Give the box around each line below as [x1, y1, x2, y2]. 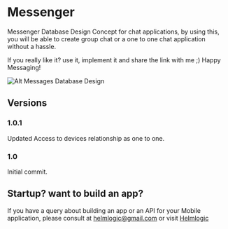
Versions [7, 97, 48, 109]
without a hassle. [7, 42, 57, 50]
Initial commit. [7, 167, 48, 176]
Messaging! [7, 63, 41, 71]
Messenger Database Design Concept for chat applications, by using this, [7, 27, 220, 36]
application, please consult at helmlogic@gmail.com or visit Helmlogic [7, 214, 209, 222]
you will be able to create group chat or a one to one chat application [7, 34, 206, 43]
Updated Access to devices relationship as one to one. [7, 134, 165, 142]
